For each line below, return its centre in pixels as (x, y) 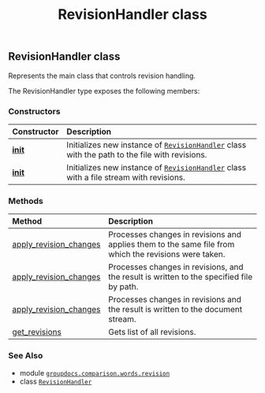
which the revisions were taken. (167, 254)
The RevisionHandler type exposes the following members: (104, 91)
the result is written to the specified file (181, 277)
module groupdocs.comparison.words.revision (95, 373)
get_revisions (37, 332)
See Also (26, 356)
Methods (26, 201)
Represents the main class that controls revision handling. (102, 76)
